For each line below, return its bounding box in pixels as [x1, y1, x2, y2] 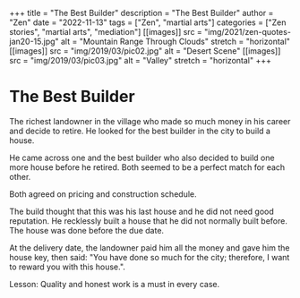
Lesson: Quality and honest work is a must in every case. [9, 278, 220, 289]
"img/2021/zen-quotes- [204, 27, 291, 37]
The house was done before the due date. [9, 225, 164, 235]
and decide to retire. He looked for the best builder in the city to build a [9, 125, 271, 136]
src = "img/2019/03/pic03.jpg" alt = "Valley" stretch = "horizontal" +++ [9, 55, 271, 65]
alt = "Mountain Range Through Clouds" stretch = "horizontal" [60, 36, 291, 47]
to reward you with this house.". [9, 261, 125, 272]
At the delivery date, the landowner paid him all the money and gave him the [9, 242, 290, 253]
